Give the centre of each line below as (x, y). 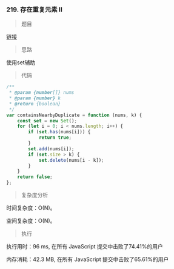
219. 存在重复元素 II (34, 9)
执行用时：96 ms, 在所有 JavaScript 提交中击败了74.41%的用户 (85, 247)
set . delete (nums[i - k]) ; (71, 160)
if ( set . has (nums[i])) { (59, 132)
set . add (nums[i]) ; (51, 149)
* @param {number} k (35, 98)
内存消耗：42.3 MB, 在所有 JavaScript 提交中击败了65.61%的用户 (88, 259)
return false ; (35, 177)
